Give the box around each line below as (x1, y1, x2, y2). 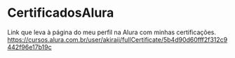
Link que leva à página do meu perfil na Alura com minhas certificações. (7, 28, 216, 36)
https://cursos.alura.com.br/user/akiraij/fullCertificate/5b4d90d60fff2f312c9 (7, 35, 228, 43)
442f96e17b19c (7, 43, 52, 51)
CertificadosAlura (7, 5, 114, 21)
